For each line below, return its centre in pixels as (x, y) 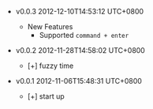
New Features (50, 26)
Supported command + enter (84, 35)
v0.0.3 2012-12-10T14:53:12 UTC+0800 (80, 11)
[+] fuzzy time (50, 66)
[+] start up (46, 96)
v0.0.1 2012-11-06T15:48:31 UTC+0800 (78, 81)
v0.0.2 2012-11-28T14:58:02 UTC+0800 (80, 50)
